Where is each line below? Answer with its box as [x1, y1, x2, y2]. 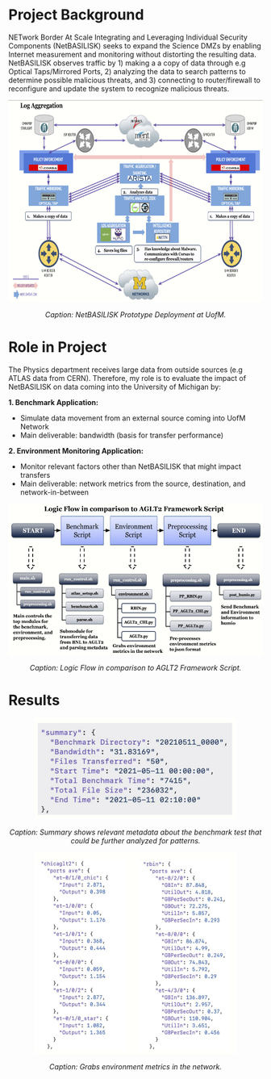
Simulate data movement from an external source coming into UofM [19, 413, 246, 423]
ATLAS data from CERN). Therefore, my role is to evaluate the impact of [8, 373, 247, 383]
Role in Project [8, 338, 107, 357]
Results [8, 692, 60, 709]
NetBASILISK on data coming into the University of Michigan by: [8, 382, 222, 391]
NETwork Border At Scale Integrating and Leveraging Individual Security [8, 32, 248, 42]
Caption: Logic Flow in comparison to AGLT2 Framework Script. [29, 663, 242, 672]
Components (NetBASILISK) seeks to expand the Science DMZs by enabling [8, 40, 262, 50]
